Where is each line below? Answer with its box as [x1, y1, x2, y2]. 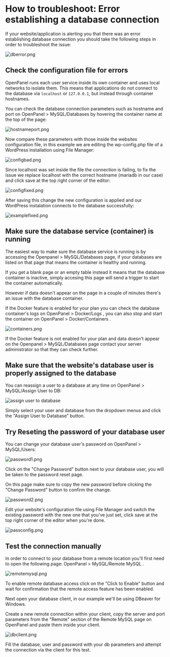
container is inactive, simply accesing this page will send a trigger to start [5, 274, 159, 280]
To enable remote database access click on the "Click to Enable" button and [5, 580, 164, 586]
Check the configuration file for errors [5, 66, 128, 75]
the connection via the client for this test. [5, 647, 91, 653]
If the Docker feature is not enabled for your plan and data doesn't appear [5, 335, 160, 341]
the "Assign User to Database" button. [5, 413, 85, 419]
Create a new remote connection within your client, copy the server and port [5, 611, 165, 617]
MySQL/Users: [5, 447, 36, 453]
